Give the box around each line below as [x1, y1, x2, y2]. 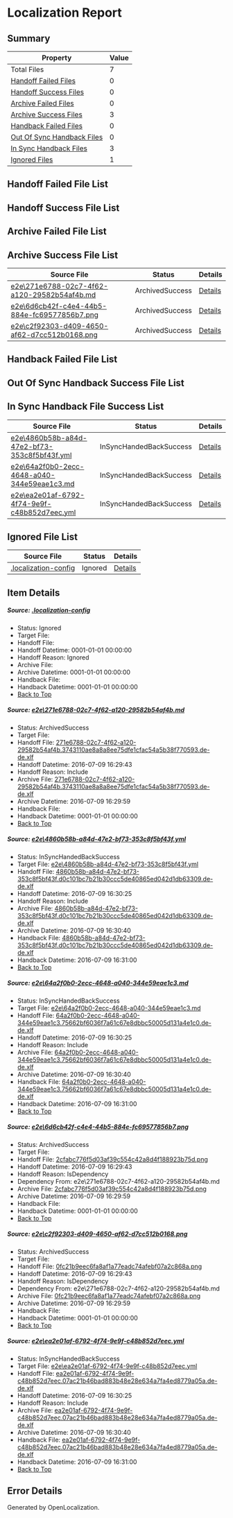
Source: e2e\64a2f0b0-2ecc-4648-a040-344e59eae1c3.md [7, 979, 189, 987]
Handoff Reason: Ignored [17, 653, 89, 662]
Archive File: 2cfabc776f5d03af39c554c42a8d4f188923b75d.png [17, 1184, 207, 1193]
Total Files [10, 64, 44, 74]
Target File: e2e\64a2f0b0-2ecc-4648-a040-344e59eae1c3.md [17, 1003, 201, 1012]
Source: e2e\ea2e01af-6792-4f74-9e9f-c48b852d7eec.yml [7, 1337, 184, 1345]
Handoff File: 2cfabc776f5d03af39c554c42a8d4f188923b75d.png [17, 1155, 208, 1163]
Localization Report [7, 5, 123, 21]
